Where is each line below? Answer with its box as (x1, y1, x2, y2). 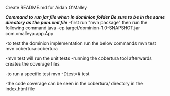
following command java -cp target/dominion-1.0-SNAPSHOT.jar (5, 25, 140, 31)
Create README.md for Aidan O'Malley (5, 5, 87, 10)
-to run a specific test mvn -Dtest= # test (5, 71, 90, 77)
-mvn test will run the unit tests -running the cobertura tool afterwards (5, 55, 152, 61)
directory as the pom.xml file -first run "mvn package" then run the (5, 20, 148, 25)
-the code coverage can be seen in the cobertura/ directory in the (5, 81, 143, 86)
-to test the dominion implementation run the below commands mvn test (5, 40, 156, 46)
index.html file (5, 86, 35, 92)
